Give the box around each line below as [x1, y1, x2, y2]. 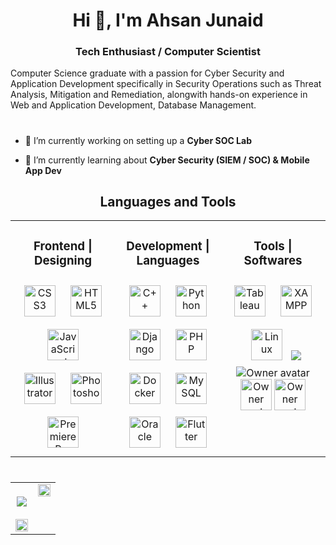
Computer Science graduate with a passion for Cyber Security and [10, 67, 285, 79]
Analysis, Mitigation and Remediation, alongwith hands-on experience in [10, 89, 308, 101]
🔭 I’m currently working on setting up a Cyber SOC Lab [24, 134, 252, 146]
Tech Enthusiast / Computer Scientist [75, 45, 261, 59]
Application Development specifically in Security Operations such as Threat [10, 78, 322, 90]
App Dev [24, 164, 62, 176]
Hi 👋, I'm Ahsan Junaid [72, 9, 264, 32]
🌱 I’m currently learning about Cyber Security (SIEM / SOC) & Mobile [24, 154, 310, 166]
